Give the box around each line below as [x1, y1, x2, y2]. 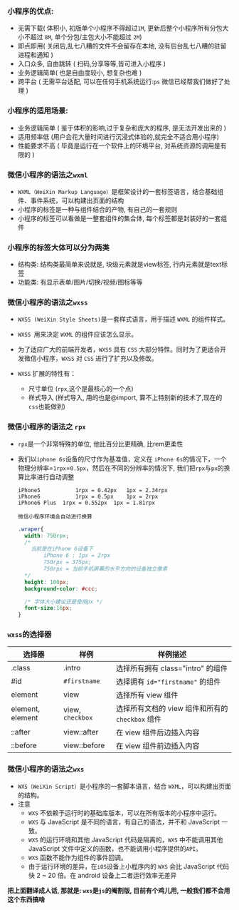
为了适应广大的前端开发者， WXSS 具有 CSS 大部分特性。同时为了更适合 [17, 345, 221, 354]
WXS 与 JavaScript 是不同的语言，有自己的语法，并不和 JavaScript [28, 817, 221, 826]
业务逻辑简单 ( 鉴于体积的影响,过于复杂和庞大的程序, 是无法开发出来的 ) [17, 123, 226, 132]
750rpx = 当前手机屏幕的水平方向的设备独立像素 [43, 566, 168, 573]
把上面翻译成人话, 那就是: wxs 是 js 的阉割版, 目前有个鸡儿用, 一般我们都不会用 [7, 886, 230, 894]
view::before [63, 740, 105, 750]
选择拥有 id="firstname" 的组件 [116, 677, 221, 687]
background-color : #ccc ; [24, 585, 98, 593]
